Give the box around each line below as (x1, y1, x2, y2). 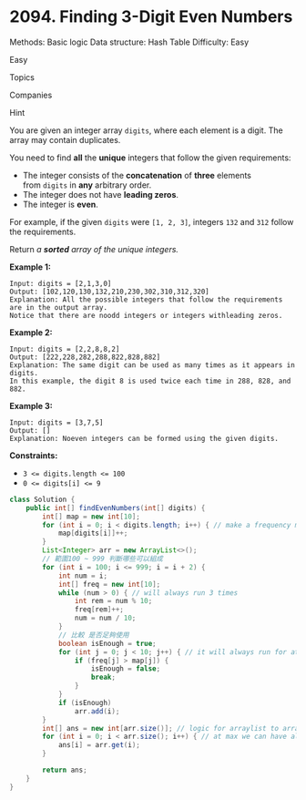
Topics (9, 71, 35, 83)
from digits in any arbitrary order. (22, 179, 152, 190)
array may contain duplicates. (9, 134, 121, 145)
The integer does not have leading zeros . (22, 189, 179, 200)
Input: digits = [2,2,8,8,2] (9, 344, 120, 354)
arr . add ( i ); (74, 706, 120, 716)
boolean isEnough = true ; (57, 639, 157, 648)
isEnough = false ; (90, 664, 161, 673)
